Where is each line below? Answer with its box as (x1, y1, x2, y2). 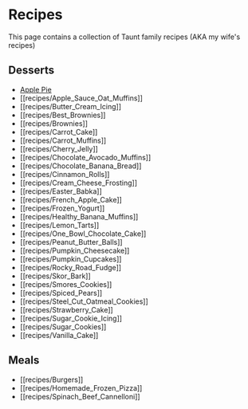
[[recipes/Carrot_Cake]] (19, 127, 98, 136)
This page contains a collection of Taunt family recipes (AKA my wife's (8, 32, 241, 41)
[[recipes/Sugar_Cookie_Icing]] (19, 313, 122, 323)
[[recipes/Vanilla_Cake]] (19, 330, 99, 340)
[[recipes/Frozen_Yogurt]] (19, 203, 105, 213)
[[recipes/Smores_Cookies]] (19, 279, 112, 289)
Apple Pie (19, 85, 52, 94)
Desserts (8, 64, 54, 77)
